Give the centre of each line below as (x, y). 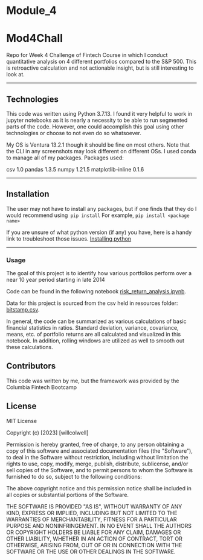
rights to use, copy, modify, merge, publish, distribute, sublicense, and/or (97, 464)
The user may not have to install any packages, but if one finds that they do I (101, 208)
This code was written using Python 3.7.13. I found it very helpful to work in (99, 113)
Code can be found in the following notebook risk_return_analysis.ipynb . (96, 292)
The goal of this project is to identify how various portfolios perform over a (99, 273)
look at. (16, 75)
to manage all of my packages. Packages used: (65, 158)
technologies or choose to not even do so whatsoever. (74, 133)
